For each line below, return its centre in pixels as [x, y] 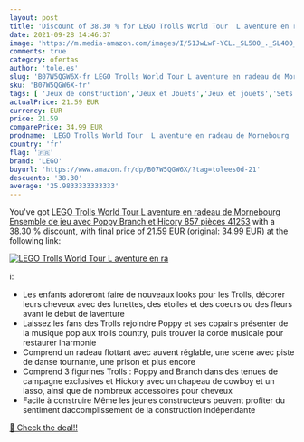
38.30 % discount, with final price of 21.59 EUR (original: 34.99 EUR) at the [149, 231]
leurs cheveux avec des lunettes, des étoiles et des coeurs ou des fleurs [157, 304]
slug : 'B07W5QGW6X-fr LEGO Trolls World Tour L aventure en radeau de [145, 77]
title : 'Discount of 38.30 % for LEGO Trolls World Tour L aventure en [149, 26]
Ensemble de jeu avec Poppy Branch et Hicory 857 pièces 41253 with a [142, 222]
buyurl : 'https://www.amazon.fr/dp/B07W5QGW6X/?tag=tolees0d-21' [135, 169]
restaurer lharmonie [59, 343]
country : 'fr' [36, 144]
